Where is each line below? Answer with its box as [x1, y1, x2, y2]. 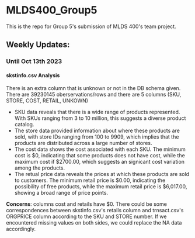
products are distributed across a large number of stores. [14, 140, 153, 147]
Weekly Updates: [6, 40, 70, 50]
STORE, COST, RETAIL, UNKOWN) [6, 97, 89, 104]
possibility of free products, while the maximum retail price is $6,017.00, [14, 183, 187, 190]
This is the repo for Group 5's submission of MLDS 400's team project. [6, 23, 176, 30]
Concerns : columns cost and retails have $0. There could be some [6, 201, 168, 208]
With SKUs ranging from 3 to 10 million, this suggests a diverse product [14, 115, 186, 122]
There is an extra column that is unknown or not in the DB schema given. [6, 85, 181, 92]
